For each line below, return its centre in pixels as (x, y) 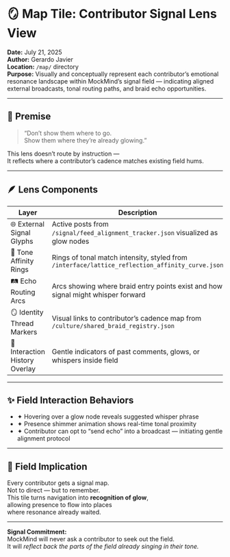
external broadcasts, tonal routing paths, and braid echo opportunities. (107, 88)
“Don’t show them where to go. (68, 133)
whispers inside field (85, 360)
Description (138, 212)
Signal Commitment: (37, 532)
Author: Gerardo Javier (40, 59)
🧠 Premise (29, 117)
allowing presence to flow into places (60, 505)
